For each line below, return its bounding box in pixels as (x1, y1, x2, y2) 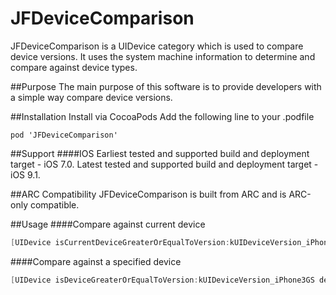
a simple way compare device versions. (10, 91, 173, 103)
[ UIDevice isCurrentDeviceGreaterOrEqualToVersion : (10, 237, 230, 247)
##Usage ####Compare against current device (10, 218, 206, 230)
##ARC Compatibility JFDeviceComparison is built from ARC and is (10, 188, 287, 200)
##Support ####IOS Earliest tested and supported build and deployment (10, 147, 310, 159)
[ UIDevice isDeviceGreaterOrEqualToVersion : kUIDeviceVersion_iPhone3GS (10, 275, 315, 285)
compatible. (29, 198, 80, 211)
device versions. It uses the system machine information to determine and (10, 50, 316, 62)
